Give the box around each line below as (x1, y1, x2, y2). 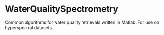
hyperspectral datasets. (5, 24, 53, 30)
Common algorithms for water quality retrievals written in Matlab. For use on (5, 19, 160, 25)
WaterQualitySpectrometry (5, 3, 119, 15)
